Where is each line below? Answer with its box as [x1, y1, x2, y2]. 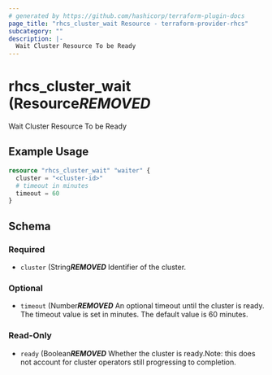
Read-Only [8, 330, 53, 342]
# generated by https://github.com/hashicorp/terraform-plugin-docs [8, 11, 245, 20]
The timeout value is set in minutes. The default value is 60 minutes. [19, 310, 248, 320]
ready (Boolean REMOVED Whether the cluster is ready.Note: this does [19, 348, 256, 358]
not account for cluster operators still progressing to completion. [19, 357, 237, 367]
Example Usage [8, 145, 89, 159]
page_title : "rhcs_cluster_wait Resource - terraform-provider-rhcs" [8, 20, 249, 28]
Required [8, 243, 45, 255]
